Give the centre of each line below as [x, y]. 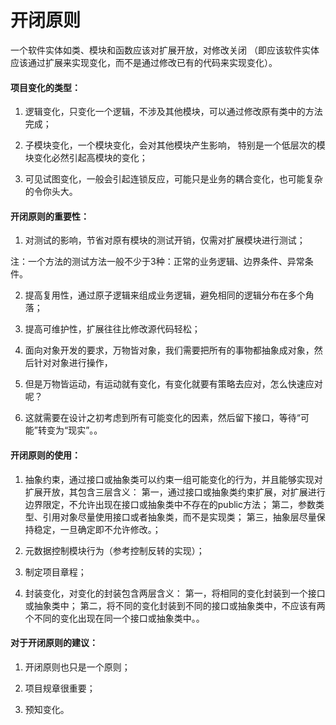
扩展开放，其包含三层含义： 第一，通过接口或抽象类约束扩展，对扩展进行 [175, 492]
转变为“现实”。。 [70, 430]
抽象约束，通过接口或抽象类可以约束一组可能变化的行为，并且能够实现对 [173, 479]
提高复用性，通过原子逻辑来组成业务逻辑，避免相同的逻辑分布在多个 [165, 295]
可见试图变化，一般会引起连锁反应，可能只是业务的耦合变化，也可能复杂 [173, 179]
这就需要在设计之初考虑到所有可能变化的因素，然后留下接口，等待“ [162, 418]
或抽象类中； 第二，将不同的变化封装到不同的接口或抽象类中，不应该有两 [175, 605]
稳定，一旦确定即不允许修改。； [97, 529]
